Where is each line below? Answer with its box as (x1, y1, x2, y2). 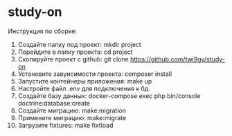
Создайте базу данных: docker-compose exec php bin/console (17, 91, 201, 100)
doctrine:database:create (17, 99, 91, 107)
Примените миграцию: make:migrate (17, 113, 127, 122)
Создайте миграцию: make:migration (17, 106, 127, 115)
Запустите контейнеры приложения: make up (17, 77, 152, 85)
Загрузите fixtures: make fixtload (17, 121, 114, 129)
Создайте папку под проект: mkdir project (17, 40, 141, 48)
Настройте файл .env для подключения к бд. (17, 84, 151, 93)
